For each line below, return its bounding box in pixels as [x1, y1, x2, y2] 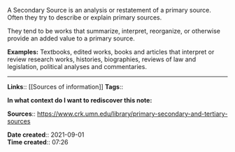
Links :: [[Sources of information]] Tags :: [7, 83, 124, 91]
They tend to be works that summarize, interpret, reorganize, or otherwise [7, 27, 220, 35]
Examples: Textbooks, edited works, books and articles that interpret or [7, 48, 215, 56]
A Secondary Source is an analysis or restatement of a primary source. [7, 6, 212, 14]
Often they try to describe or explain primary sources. [7, 13, 162, 22]
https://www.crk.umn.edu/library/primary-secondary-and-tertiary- [37, 109, 228, 118]
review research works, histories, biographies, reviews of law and [7, 55, 197, 63]
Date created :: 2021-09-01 [7, 130, 85, 139]
